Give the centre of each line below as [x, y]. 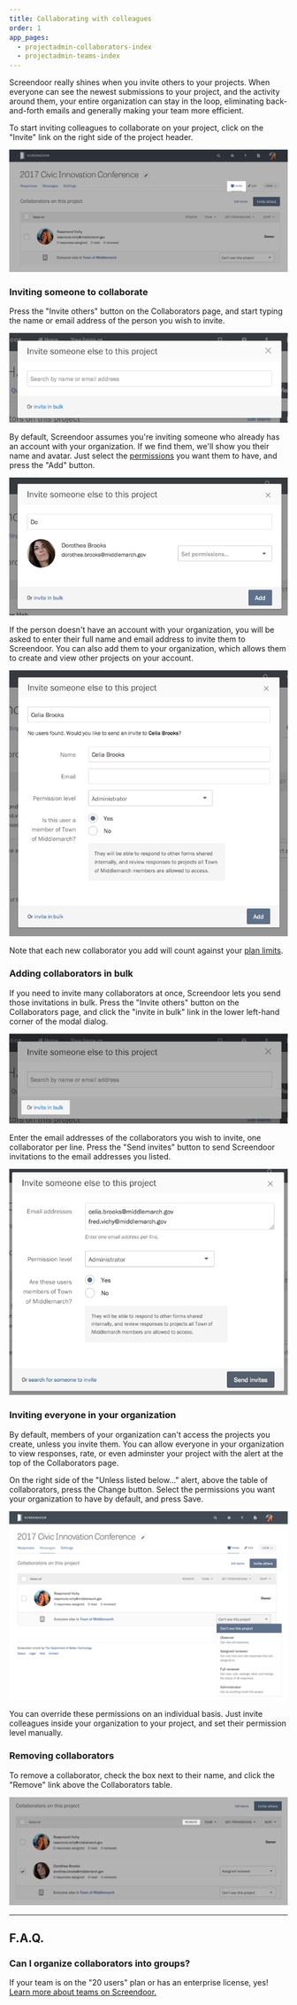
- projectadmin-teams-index [69, 56]
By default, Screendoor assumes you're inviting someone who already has [145, 437]
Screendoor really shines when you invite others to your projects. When [140, 82]
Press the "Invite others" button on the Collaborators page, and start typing [146, 311]
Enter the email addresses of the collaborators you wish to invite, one [135, 1137]
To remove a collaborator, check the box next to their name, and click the [142, 1775]
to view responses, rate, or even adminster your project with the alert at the [146, 1453]
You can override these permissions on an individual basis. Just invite [136, 1714]
